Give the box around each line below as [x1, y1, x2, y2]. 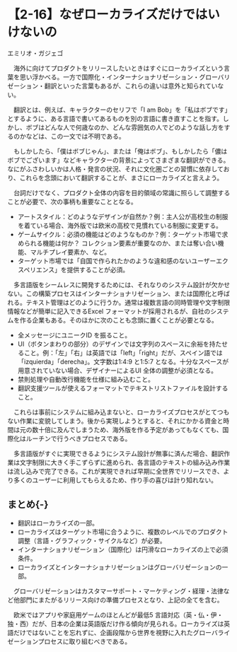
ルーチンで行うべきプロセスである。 [25, 434, 132, 443]
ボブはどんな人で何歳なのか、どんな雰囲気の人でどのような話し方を [25, 123, 224, 132]
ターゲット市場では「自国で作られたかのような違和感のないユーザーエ [17, 256, 223, 265]
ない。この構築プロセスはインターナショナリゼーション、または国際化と [7, 289, 218, 298]
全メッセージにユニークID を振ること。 [17, 330, 132, 339]
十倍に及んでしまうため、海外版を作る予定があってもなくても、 [37, 425, 223, 433]
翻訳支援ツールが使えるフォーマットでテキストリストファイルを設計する [17, 383, 229, 392]
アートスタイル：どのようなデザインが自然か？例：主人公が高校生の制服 [17, 212, 229, 221]
